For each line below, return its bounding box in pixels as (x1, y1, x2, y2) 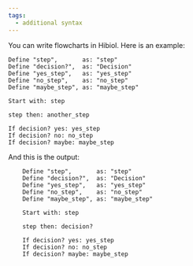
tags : (8, 11, 26, 20)
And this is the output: (8, 152, 80, 161)
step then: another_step (8, 111, 90, 119)
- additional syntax (15, 19, 83, 27)
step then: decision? (22, 222, 93, 231)
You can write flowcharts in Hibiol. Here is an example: (8, 40, 185, 50)
